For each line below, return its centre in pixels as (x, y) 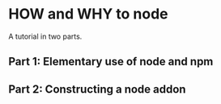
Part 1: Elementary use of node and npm (111, 62)
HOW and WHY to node (88, 14)
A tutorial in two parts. (45, 36)
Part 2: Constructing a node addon (97, 89)
